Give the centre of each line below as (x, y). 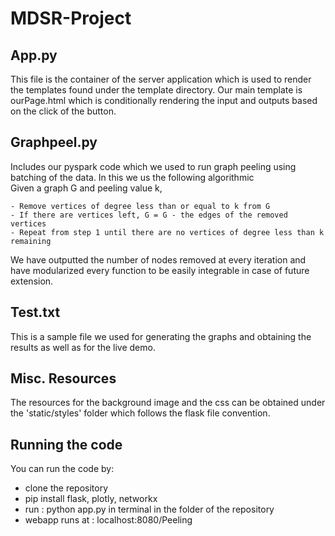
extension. (32, 281)
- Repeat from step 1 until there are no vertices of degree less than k (167, 232)
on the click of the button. (63, 111)
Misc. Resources (63, 378)
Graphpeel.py (54, 142)
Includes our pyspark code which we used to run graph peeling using (153, 166)
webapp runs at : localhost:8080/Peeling (108, 520)
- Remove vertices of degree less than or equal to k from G (140, 206)
